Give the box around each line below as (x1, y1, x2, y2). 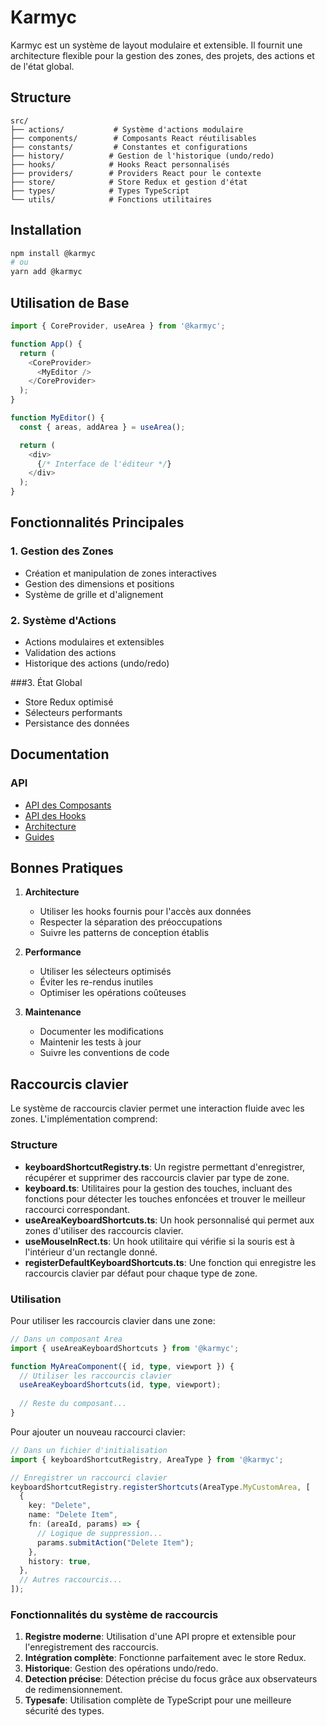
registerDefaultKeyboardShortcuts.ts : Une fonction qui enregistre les (24, 1256, 317, 1268)
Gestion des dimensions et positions (24, 577, 175, 590)
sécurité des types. (24, 1705, 105, 1717)
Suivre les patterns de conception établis (39, 927, 210, 939)
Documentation (10, 746, 110, 763)
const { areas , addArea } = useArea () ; (19, 422, 186, 432)
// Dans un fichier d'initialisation (10, 1445, 168, 1455)
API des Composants (24, 799, 112, 811)
